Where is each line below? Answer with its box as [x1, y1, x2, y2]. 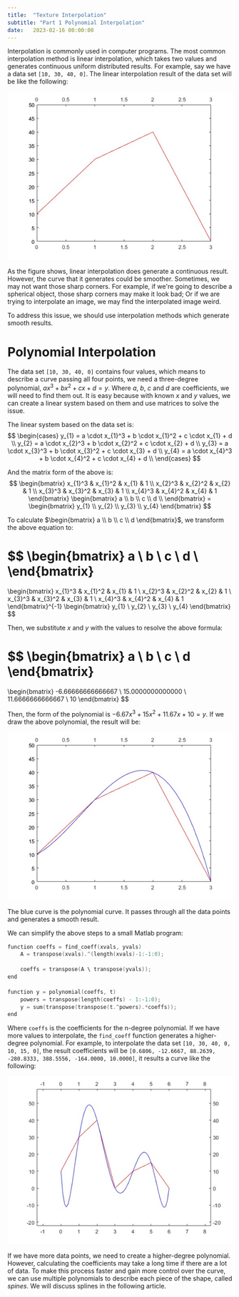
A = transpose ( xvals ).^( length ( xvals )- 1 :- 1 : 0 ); [20, 950, 164, 958]
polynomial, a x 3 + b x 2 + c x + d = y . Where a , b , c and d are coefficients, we [7, 382, 230, 392]
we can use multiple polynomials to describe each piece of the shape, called [7, 1274, 233, 1283]
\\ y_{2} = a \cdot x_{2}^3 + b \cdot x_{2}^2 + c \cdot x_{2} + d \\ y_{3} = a [11, 439, 228, 447]
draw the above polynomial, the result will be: [7, 717, 141, 726]
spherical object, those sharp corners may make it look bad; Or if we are [7, 289, 220, 299]
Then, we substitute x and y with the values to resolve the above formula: [7, 623, 223, 632]
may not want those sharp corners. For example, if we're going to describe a [7, 282, 233, 291]
